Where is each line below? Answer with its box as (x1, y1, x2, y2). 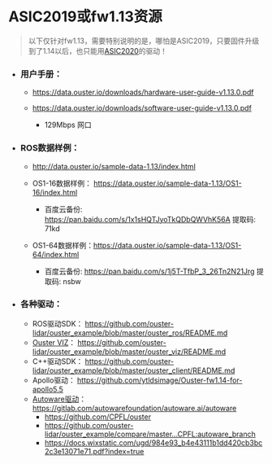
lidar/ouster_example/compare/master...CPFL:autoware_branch (44, 429, 256, 439)
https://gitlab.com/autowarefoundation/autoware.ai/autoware (32, 403, 237, 413)
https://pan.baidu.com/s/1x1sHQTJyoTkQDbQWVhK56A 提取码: (44, 214, 257, 224)
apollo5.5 (32, 384, 63, 394)
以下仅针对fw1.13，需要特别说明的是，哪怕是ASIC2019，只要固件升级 (28, 36, 260, 46)
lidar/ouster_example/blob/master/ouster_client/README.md (32, 366, 235, 375)
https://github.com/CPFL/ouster (44, 412, 152, 422)
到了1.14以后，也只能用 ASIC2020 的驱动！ (28, 46, 168, 55)
